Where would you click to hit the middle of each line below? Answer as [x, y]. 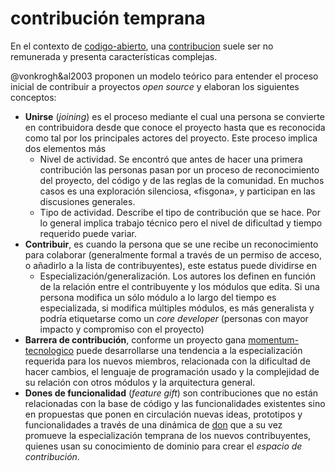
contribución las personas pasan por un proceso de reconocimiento [179, 169]
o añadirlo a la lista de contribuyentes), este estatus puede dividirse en [170, 265]
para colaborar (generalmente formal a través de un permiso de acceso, [173, 254]
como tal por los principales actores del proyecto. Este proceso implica [171, 138]
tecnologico [49, 350]
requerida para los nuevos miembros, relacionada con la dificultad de [167, 361]
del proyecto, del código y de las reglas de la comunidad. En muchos [182, 180]
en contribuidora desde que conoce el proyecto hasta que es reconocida [175, 127]
